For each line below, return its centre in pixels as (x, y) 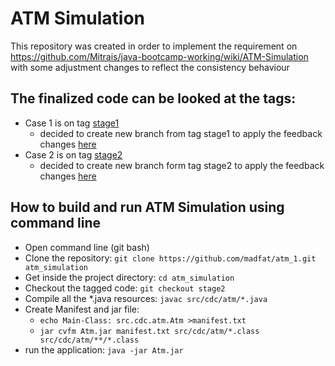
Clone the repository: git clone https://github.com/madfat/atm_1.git (170, 258)
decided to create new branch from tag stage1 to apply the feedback (181, 133)
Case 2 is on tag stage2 (73, 154)
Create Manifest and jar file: (82, 309)
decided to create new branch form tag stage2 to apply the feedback (182, 165)
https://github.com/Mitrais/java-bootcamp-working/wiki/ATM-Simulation (159, 56)
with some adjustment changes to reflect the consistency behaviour (150, 67)
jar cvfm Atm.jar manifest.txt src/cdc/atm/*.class (149, 331)
